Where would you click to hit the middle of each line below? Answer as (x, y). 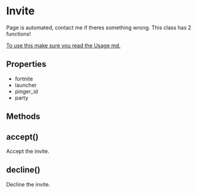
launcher (26, 85)
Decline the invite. (28, 184)
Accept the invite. (28, 151)
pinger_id (26, 91)
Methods (23, 117)
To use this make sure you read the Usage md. (64, 45)
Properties (26, 64)
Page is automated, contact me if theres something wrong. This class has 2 (99, 27)
